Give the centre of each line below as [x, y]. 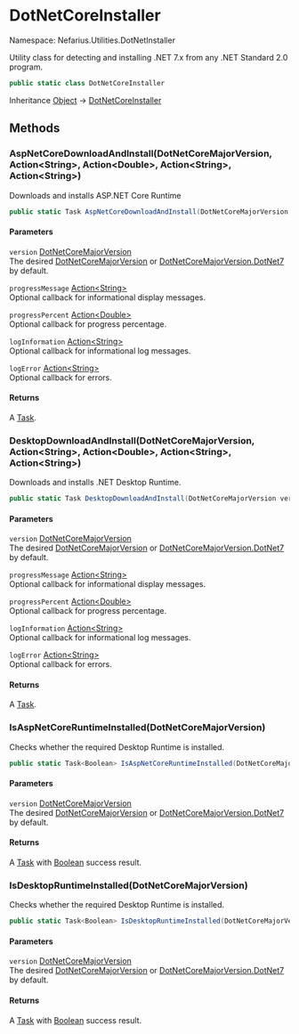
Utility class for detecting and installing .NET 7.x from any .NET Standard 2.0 [149, 57]
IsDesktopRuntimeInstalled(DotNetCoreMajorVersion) [129, 885]
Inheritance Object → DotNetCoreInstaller [85, 100]
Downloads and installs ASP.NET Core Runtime [95, 195]
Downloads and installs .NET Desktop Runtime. [95, 483]
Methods [35, 129]
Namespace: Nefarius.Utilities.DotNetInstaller [93, 40]
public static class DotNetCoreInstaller [87, 83]
